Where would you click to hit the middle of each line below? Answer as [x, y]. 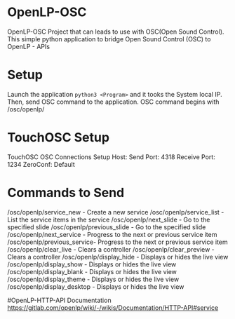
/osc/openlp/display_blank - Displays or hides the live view [92, 271]
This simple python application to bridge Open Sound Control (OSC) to [109, 39]
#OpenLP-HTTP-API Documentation [59, 300]
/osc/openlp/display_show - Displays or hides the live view [92, 264]
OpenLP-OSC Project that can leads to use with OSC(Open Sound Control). [116, 32]
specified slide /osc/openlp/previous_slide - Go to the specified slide [107, 227]
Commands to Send [66, 193]
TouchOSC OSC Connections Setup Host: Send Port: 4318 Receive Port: [111, 157]
